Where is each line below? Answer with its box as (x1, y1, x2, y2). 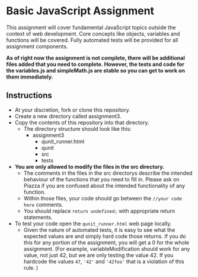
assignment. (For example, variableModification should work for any (23, 245, 190, 252)
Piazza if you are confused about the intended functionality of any (23, 182, 186, 189)
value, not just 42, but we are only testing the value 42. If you (23, 251, 174, 259)
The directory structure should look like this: (23, 125, 132, 132)
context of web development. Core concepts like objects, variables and (6, 30, 180, 37)
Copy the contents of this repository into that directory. (14, 119, 149, 126)
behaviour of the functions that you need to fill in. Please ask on (23, 175, 180, 182)
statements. (23, 213, 53, 221)
